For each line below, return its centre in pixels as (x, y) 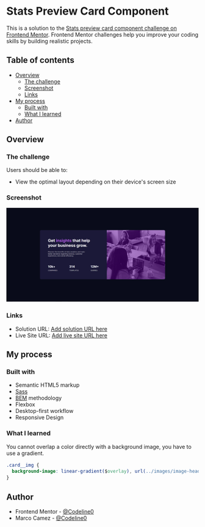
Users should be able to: (37, 170)
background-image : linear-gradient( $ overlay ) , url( (79, 471)
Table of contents (40, 60)
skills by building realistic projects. (49, 41)
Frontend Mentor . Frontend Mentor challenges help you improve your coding (103, 34)
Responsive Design (39, 418)
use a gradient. (25, 453)
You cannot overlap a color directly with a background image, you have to (99, 446)
